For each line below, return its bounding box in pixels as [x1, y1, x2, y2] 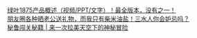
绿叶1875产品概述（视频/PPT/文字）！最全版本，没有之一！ [7, 6, 176, 14]
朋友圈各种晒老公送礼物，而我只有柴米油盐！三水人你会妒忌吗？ [7, 15, 189, 23]
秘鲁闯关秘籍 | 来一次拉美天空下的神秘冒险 [7, 23, 128, 31]
